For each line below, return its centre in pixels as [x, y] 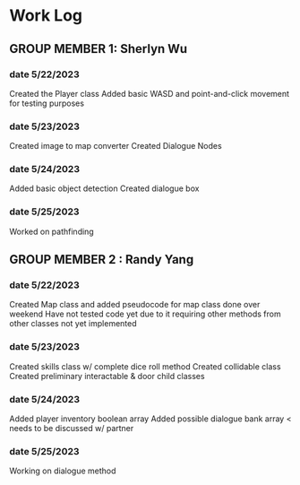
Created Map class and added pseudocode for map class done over [135, 305]
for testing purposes [47, 103]
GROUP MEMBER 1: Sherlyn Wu [99, 49]
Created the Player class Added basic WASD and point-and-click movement [149, 93]
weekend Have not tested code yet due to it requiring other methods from [145, 314]
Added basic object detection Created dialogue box [104, 188]
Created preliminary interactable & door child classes [107, 376]
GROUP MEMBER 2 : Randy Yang [102, 260]
